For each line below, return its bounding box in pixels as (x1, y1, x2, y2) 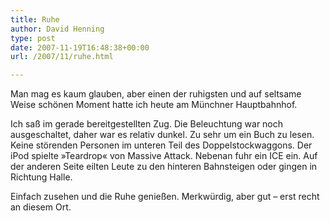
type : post (10, 33, 56, 43)
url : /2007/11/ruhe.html (10, 52, 114, 62)
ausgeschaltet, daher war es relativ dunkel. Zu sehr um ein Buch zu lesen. (10, 129, 315, 141)
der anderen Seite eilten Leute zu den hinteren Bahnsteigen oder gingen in (10, 161, 318, 173)
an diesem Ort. (10, 201, 72, 213)
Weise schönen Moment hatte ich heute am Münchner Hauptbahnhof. (10, 99, 298, 111)
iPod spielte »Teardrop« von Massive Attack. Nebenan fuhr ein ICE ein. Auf (10, 150, 318, 162)
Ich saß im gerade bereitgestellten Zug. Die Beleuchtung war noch (10, 118, 284, 130)
